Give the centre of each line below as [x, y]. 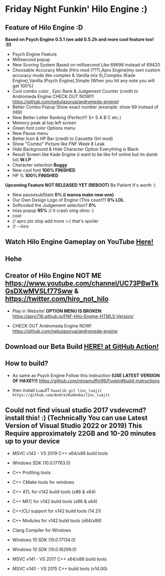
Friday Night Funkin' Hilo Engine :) [76, 9]
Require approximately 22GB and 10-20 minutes [81, 433]
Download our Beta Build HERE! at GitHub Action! [82, 347]
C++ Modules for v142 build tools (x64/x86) [57, 520]
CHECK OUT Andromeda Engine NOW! [52, 325]
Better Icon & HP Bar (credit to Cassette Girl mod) [62, 138]
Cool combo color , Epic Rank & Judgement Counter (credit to [75, 91]
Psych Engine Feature [34, 54]
